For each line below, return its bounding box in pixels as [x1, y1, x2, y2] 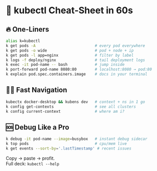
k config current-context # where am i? [6, 109, 125, 114]
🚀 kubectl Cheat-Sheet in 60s [6, 5, 133, 16]
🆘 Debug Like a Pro [6, 123, 69, 132]
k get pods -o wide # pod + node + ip [6, 48, 134, 53]
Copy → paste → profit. [6, 155, 55, 161]
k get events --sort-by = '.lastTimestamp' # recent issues [6, 146, 132, 151]
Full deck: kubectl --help [6, 160, 60, 166]
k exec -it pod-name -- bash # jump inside [6, 62, 125, 67]
